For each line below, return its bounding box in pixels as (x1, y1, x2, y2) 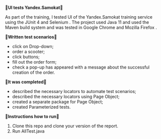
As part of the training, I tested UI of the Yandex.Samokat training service (5, 14, 153, 20)
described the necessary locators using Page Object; (12, 93, 120, 99)
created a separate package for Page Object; (12, 99, 103, 105)
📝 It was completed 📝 (5, 79, 46, 85)
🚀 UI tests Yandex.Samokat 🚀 (5, 5, 63, 10)
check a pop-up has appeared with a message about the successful (12, 64, 150, 70)
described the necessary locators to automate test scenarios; (12, 89, 137, 94)
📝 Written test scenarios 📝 (5, 34, 57, 40)
